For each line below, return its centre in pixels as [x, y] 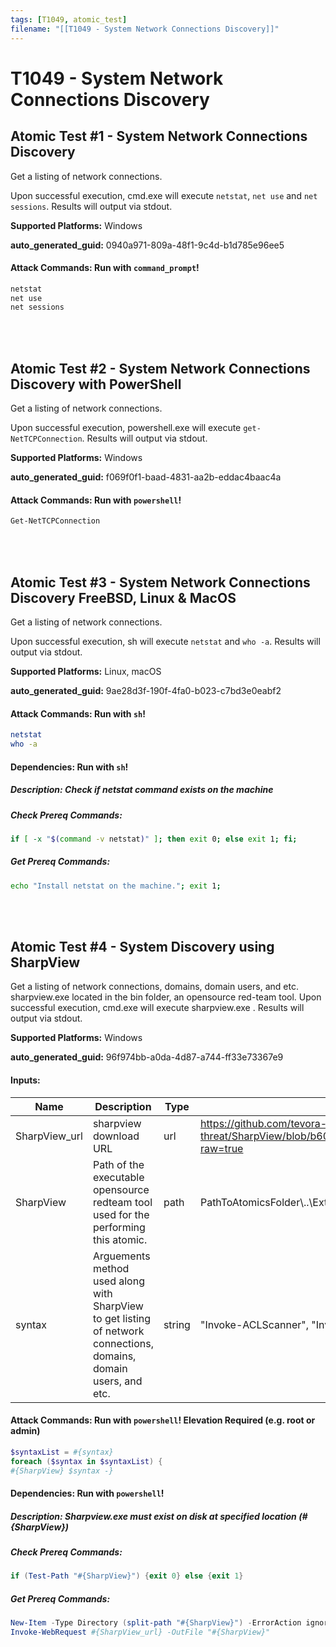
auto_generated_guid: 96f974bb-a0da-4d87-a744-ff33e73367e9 [147, 1057]
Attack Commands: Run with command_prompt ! [105, 268]
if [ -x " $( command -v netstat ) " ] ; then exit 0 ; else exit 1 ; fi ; [154, 839]
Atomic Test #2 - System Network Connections [160, 368]
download [116, 1136]
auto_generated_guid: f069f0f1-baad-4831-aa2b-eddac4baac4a [146, 477]
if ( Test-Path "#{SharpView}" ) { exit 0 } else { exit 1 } [127, 1576]
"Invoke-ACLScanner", [254, 1324]
